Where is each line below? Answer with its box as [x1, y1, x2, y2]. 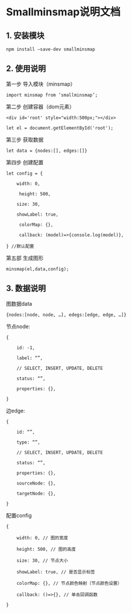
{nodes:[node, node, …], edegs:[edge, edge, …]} [6, 312, 127, 318]
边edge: [6, 407, 25, 414]
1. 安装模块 [6, 30, 45, 40]
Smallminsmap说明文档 [6, 5, 121, 19]
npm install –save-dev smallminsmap [6, 46, 95, 52]
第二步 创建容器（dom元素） [6, 103, 75, 110]
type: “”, [16, 439, 41, 445]
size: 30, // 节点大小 [16, 557, 68, 563]
